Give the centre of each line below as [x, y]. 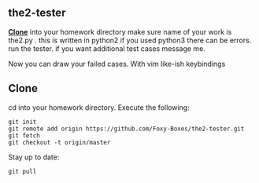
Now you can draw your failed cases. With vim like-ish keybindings [117, 64]
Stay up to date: [34, 157]
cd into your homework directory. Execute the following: [99, 107]
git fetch [24, 135]
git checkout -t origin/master [59, 142]
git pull [22, 171]
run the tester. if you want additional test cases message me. [107, 48]
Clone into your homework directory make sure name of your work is [120, 31]
